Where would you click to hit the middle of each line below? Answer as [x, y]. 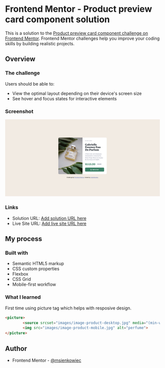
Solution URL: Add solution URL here [49, 218]
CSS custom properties [36, 269]
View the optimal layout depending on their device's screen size [77, 93]
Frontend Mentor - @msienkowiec [47, 361]
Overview [20, 59]
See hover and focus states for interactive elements [64, 98]
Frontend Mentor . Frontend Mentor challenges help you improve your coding [82, 38]
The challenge [23, 73]
